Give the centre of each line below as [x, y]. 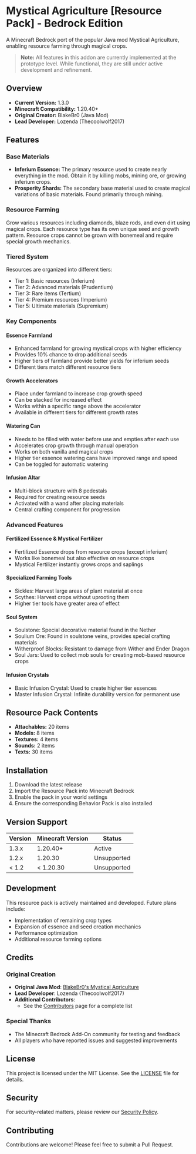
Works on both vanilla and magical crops [64, 451]
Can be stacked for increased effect [58, 400]
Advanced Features [35, 524]
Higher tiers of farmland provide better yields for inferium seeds [92, 361]
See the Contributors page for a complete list [78, 1006]
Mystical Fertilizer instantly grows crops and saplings [79, 564]
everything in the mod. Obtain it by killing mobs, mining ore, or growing [100, 176]
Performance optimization [46, 933]
